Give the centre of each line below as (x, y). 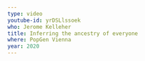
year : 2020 (23, 46)
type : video (25, 14)
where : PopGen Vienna (39, 40)
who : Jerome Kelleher (39, 27)
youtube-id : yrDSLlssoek (44, 20)
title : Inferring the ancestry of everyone (73, 33)
